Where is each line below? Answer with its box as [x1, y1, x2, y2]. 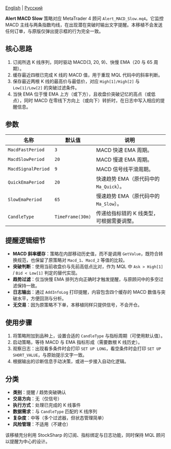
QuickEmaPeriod [8, 179, 45, 185]
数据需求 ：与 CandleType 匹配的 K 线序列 [12, 409, 98, 415]
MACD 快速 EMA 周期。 [96, 146, 153, 153]
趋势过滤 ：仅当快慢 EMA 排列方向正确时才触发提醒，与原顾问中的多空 [12, 276, 159, 282]
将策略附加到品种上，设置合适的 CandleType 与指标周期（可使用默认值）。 [12, 333, 165, 339]
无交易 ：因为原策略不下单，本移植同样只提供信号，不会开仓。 [12, 302, 142, 308]
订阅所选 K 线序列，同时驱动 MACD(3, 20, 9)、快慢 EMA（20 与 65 [12, 59, 153, 65]
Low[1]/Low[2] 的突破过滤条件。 [12, 84, 80, 90]
